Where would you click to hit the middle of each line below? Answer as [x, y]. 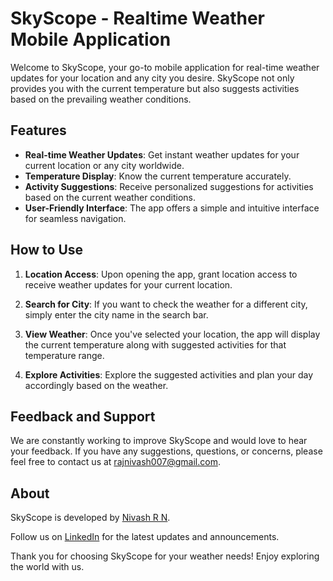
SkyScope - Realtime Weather [137, 18]
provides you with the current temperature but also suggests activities [155, 88]
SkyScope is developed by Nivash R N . [90, 518]
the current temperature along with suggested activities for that [155, 344]
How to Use [47, 250]
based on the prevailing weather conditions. [101, 99]
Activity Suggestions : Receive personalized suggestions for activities [169, 186]
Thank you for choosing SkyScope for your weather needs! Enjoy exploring [165, 556]
